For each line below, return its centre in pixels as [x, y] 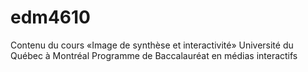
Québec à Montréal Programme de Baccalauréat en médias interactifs [154, 55]
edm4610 [50, 17]
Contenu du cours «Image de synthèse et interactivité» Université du [152, 45]
